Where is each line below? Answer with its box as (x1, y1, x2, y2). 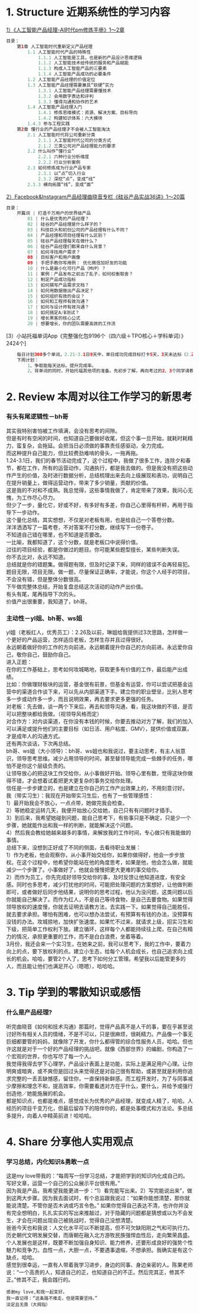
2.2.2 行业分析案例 (37, 160, 81, 166)
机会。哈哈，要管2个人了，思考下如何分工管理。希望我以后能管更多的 (16, 955, 186, 962)
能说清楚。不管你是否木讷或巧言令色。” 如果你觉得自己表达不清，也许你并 (6, 1202, 184, 1209)
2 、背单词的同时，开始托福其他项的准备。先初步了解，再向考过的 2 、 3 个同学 (27, 368, 185, 374)
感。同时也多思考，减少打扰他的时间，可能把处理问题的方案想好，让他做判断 (6, 881, 193, 888)
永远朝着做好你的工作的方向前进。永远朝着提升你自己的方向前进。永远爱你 (6, 643, 188, 651)
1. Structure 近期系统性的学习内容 (6, 5, 171, 19)
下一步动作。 (11, 509, 43, 516)
